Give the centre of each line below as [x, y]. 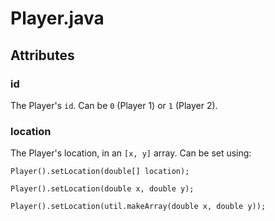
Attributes [42, 55]
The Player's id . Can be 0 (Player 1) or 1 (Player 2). [114, 105]
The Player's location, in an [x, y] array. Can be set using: [131, 153]
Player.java [57, 18]
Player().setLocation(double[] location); [100, 172]
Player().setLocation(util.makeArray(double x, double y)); [138, 207]
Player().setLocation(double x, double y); [102, 189]
